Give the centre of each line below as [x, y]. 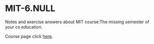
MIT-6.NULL [30, 8]
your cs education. [24, 27]
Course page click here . [29, 36]
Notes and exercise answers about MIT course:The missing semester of [77, 22]
